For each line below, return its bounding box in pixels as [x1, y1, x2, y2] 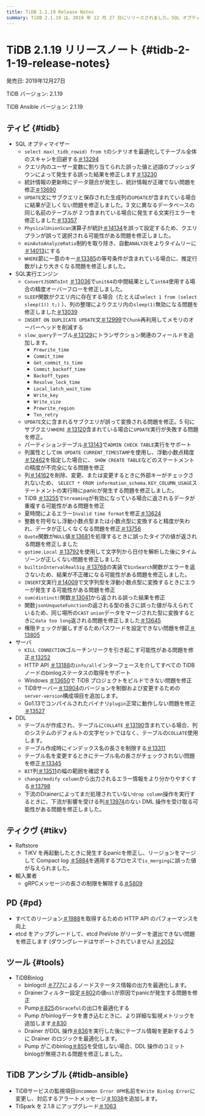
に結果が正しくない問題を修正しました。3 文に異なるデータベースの [24, 201, 195, 209]
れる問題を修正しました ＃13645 [81, 617, 162, 624]
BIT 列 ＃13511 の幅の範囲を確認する [24, 767, 110, 775]
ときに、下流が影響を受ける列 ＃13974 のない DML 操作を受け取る [29, 798, 193, 805]
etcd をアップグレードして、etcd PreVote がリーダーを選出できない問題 [15, 930, 195, 937]
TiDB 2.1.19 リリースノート [6, 43, 139, 57]
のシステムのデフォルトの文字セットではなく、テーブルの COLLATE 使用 [24, 729, 198, 737]
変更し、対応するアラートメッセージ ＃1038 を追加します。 [15, 1095, 160, 1102]
